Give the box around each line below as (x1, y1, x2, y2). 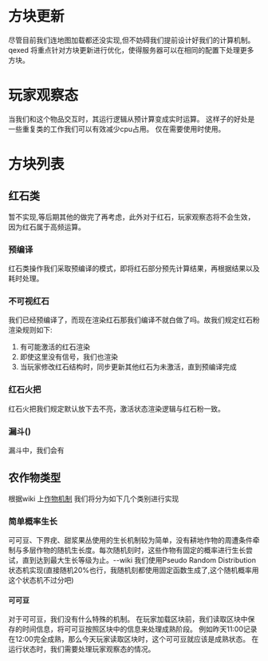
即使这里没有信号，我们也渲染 (19, 352, 118, 362)
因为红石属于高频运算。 (8, 221, 85, 232)
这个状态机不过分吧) (8, 575, 74, 585)
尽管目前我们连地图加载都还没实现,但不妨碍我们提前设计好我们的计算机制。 (8, 35, 255, 45)
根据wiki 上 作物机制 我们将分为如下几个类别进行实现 (8, 493, 179, 504)
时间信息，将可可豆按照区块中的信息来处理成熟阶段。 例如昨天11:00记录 (22, 624, 258, 634)
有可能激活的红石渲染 (19, 342, 90, 352)
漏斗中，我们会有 (8, 445, 65, 456)
